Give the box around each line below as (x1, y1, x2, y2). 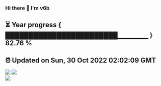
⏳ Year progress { (5, 21, 62, 29)
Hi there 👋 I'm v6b (5, 5, 50, 12)
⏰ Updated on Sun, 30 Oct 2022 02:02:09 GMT (5, 56, 156, 64)
